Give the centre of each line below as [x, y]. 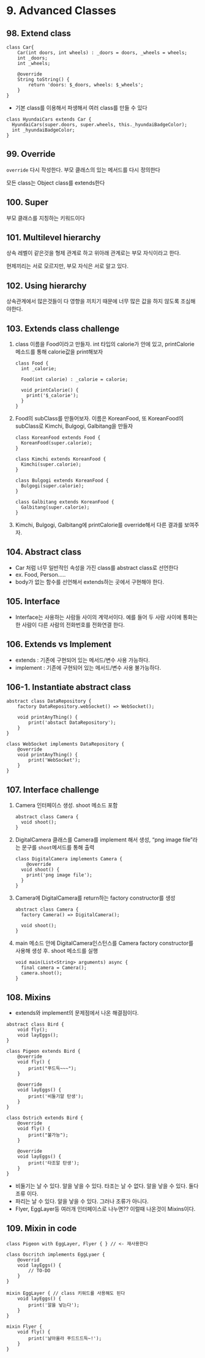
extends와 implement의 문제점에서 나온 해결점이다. [77, 1012]
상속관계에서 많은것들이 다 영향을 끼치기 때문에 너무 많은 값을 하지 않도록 [93, 302]
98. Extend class [39, 33]
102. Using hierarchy [47, 286]
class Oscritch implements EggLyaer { [56, 1254]
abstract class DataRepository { [49, 701]
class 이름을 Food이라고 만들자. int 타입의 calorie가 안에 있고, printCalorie [105, 344]
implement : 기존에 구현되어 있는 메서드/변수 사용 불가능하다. [88, 667]
